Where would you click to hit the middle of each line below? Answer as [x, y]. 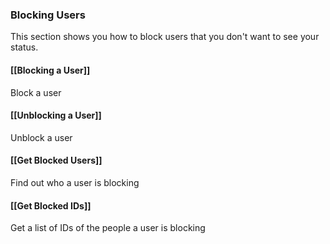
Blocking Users [48, 15]
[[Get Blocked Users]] [56, 160]
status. [24, 47]
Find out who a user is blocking [75, 182]
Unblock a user [41, 137]
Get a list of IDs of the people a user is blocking [108, 228]
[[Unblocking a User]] [56, 115]
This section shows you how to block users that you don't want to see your [165, 37]
